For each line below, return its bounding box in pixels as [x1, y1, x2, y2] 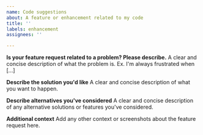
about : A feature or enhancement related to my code [6, 15, 144, 21]
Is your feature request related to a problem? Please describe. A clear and [6, 54, 197, 61]
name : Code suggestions [6, 9, 67, 15]
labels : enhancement [6, 26, 59, 32]
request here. [6, 122, 40, 129]
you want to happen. [6, 85, 58, 92]
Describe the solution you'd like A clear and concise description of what [6, 79, 191, 86]
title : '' [6, 20, 32, 26]
